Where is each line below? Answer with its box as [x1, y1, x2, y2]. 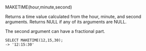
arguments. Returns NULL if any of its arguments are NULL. [5, 19, 127, 25]
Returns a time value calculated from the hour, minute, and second [5, 14, 142, 19]
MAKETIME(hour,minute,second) [5, 4, 73, 10]
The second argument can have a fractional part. [5, 28, 105, 34]
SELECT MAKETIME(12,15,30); [5, 38, 64, 43]
